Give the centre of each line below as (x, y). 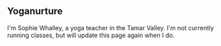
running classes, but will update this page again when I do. (91, 35)
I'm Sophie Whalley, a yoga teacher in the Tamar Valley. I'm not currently (111, 27)
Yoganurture (35, 11)
